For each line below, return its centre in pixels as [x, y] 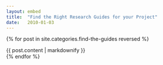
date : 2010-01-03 [30, 22]
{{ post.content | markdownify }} [46, 50]
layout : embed [24, 11]
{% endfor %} [23, 57]
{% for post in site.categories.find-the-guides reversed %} [78, 39]
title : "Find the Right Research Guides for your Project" [82, 17]
